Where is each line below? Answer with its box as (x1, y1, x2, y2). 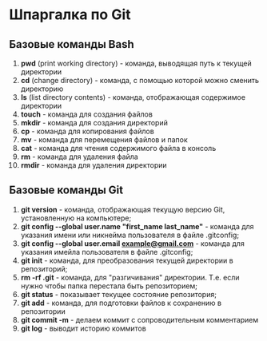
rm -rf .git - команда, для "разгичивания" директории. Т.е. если (20, 272, 240, 282)
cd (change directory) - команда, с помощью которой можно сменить (20, 76, 259, 85)
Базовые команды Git (9, 184, 123, 197)
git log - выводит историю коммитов (20, 323, 146, 333)
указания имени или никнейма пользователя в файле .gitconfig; (20, 230, 239, 240)
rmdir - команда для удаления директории (20, 161, 167, 169)
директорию (20, 84, 64, 93)
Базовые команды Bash (9, 38, 134, 51)
